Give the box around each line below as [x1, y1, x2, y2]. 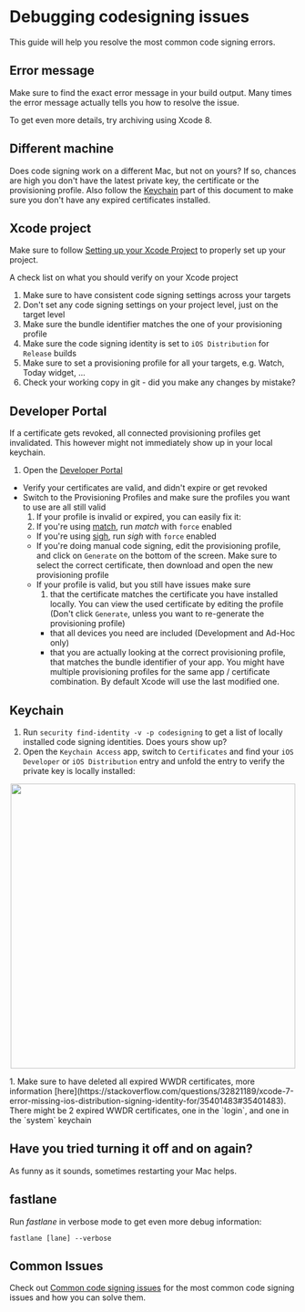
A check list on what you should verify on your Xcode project [9, 272, 239, 284]
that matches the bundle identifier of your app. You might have [49, 656, 285, 667]
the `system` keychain [9, 1115, 93, 1125]
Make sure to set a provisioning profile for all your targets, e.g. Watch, [22, 357, 285, 368]
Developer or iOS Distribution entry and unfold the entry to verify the [22, 756, 285, 767]
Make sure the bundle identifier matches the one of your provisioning [22, 319, 282, 330]
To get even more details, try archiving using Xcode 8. [9, 114, 212, 125]
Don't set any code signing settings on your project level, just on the [22, 299, 280, 311]
